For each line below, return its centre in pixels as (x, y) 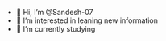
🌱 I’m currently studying (56, 29)
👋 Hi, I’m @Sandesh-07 (54, 12)
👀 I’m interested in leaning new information (87, 20)
